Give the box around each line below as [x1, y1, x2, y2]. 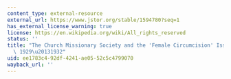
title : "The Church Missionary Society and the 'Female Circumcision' [7, 42, 214, 49]
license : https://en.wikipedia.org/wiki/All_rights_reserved [7, 29, 186, 36]
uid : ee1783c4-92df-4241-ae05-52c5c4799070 [7, 55, 134, 62]
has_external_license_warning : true [7, 23, 112, 30]
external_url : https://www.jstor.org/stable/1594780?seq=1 [7, 16, 180, 23]
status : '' [7, 36, 38, 43]
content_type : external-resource [7, 10, 103, 17]
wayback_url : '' [7, 61, 54, 68]
